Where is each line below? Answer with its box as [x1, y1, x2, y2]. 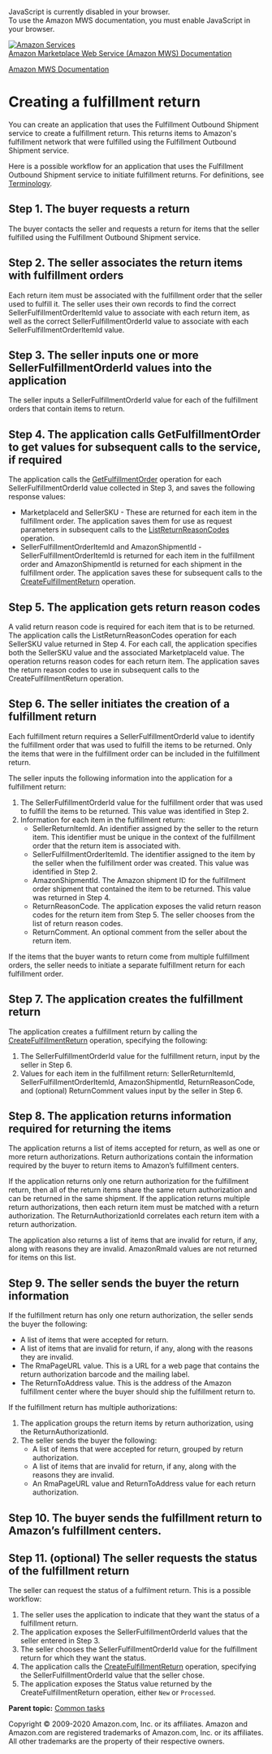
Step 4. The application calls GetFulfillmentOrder [8, 427, 261, 442]
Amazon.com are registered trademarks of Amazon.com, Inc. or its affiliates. [8, 1728, 264, 1738]
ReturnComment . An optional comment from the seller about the [32, 927, 248, 937]
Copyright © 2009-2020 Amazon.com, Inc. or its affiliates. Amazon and [8, 1719, 248, 1729]
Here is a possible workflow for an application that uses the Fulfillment [8, 161, 244, 171]
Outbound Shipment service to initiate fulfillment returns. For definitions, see [8, 170, 265, 180]
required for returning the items [8, 1122, 172, 1136]
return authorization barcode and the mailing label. [19, 1369, 190, 1379]
